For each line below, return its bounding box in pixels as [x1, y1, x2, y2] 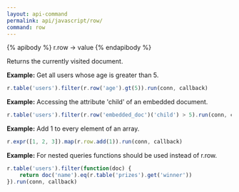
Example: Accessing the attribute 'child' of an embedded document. [6, 98, 208, 106]
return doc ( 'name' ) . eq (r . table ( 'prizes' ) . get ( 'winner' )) [19, 171, 193, 178]
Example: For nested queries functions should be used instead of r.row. [6, 151, 218, 159]
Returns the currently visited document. [6, 57, 123, 66]
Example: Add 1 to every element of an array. [6, 124, 140, 133]
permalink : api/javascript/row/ [6, 17, 103, 24]
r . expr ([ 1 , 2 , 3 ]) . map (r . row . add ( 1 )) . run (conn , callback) [6, 138, 183, 146]
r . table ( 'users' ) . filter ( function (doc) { [6, 165, 132, 172]
